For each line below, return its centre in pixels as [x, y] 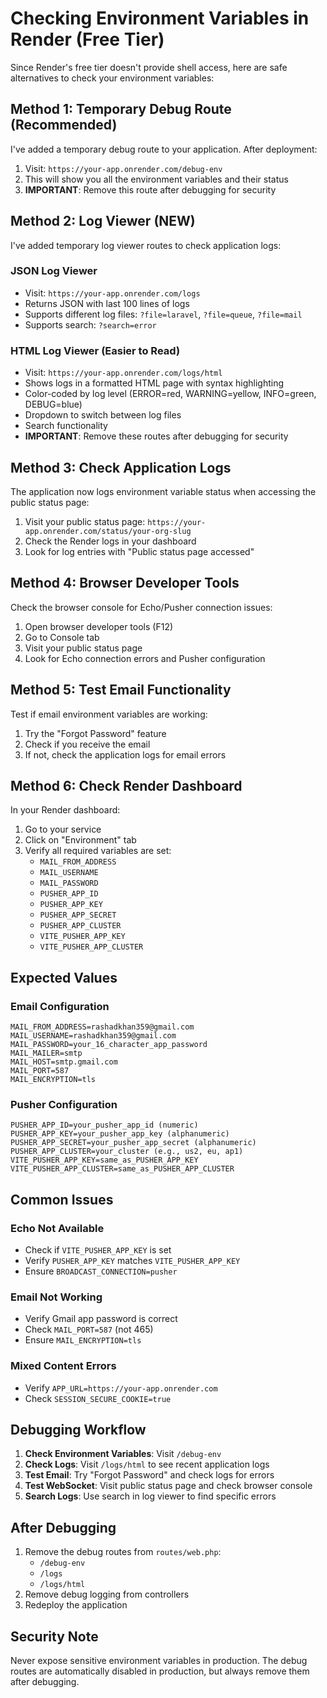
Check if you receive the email [87, 744]
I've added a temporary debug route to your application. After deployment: [164, 149]
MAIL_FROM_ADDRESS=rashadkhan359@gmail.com [102, 1027]
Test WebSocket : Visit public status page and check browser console [168, 1486]
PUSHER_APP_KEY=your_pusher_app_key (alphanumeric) [120, 1134]
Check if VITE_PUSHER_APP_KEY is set [98, 1250]
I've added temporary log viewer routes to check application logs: [146, 245]
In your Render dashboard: [65, 810]
